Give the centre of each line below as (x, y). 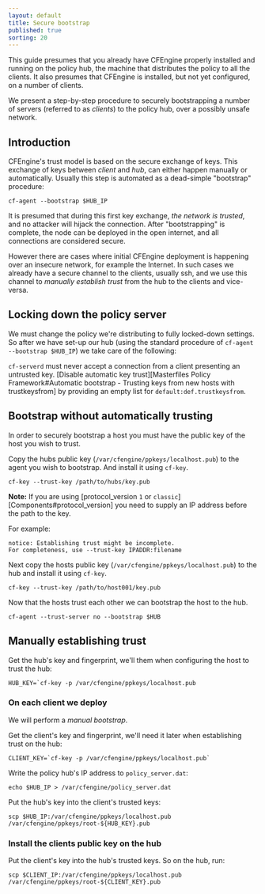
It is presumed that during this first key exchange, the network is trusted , (127, 216)
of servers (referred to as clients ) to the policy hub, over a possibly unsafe (129, 109)
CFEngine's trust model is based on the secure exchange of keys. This (123, 161)
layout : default (35, 15)
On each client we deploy (58, 703)
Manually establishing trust (77, 641)
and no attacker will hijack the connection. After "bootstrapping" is (117, 224)
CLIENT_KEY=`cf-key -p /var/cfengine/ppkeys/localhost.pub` (110, 758)
